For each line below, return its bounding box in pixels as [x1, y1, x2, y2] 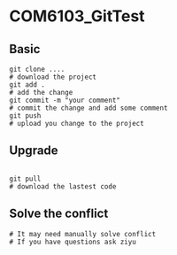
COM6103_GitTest [9, 6, 145, 27]
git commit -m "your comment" [9, 96, 121, 104]
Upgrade [9, 143, 59, 158]
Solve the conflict [9, 206, 109, 221]
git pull [9, 174, 42, 183]
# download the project [9, 73, 97, 81]
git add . [9, 81, 46, 89]
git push [9, 112, 42, 120]
